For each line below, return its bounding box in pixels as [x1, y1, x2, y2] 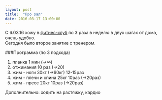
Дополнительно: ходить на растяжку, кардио [5, 89, 101, 96]
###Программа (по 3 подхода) [5, 50, 70, 55]
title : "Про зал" [5, 12, 43, 17]
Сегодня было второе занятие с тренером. [5, 40, 96, 46]
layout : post [5, 7, 32, 12]
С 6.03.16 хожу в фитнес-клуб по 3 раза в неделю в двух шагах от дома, [5, 30, 158, 36]
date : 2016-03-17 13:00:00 [5, 16, 61, 21]
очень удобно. [5, 35, 35, 41]
